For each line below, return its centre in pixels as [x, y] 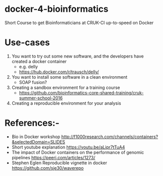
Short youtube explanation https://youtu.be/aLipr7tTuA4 [68, 147]
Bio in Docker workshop [36, 137]
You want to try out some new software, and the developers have [78, 56]
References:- [32, 123]
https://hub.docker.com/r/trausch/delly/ [59, 72]
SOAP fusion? [33, 82]
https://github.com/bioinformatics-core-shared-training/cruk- [81, 92]
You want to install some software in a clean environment [69, 77]
